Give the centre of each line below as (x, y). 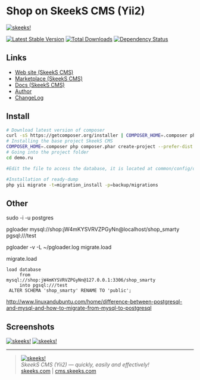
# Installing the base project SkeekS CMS (60, 141)
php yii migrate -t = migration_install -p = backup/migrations (82, 185)
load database (24, 270)
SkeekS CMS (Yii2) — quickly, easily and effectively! (85, 364)
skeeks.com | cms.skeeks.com (58, 371)
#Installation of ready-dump (42, 179)
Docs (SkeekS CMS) (40, 85)
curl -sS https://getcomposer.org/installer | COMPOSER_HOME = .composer (97, 135)
